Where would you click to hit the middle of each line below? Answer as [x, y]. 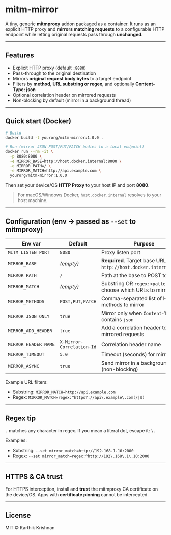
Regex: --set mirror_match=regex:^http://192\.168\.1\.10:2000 [81, 456]
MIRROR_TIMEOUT [26, 355]
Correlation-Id [78, 347]
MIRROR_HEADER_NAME [31, 344]
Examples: [16, 440]
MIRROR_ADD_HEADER [30, 331]
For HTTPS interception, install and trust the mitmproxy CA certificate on [82, 489]
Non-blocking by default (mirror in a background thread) [72, 100]
